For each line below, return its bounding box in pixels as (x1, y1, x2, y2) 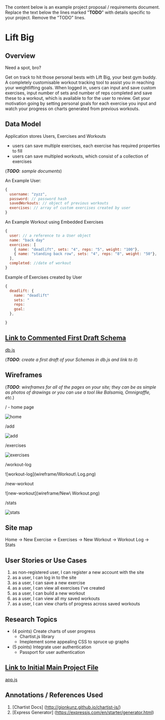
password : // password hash (9, 196, 67, 201)
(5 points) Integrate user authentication (12, 644, 92, 650)
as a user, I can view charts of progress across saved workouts (12, 601, 140, 607)
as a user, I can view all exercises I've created (12, 585, 105, 591)
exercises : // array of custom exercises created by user (9, 205, 131, 210)
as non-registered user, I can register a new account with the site (12, 569, 144, 575)
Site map (5, 523, 33, 532)
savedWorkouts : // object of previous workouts (9, 201, 109, 206)
